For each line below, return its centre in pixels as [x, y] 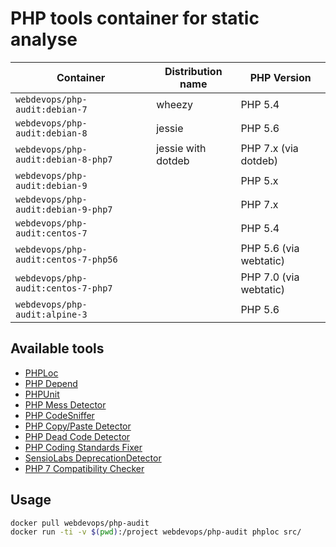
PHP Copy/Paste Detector [78, 426]
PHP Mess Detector [65, 404]
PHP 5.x [259, 180]
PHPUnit [42, 394]
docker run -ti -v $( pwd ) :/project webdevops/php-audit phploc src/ [156, 532]
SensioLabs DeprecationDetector [93, 458]
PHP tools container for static [135, 18]
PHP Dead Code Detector [77, 436]
